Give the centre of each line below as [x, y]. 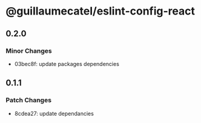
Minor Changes [29, 51]
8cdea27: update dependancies [54, 113]
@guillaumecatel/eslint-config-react [100, 11]
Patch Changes [29, 100]
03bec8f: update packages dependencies [67, 64]
